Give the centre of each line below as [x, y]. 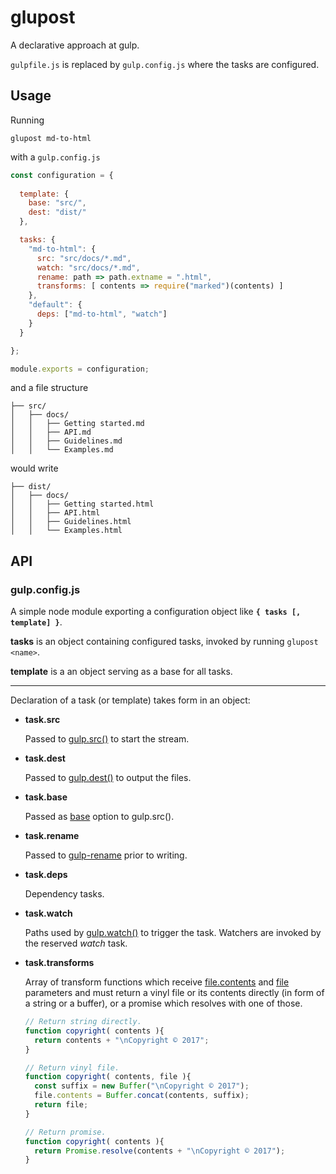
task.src [42, 720]
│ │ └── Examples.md [62, 450]
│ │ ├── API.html [55, 513]
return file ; [61, 1105]
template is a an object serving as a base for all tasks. [121, 672]
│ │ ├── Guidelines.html [71, 522]
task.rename [52, 836]
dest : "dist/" [57, 212]
